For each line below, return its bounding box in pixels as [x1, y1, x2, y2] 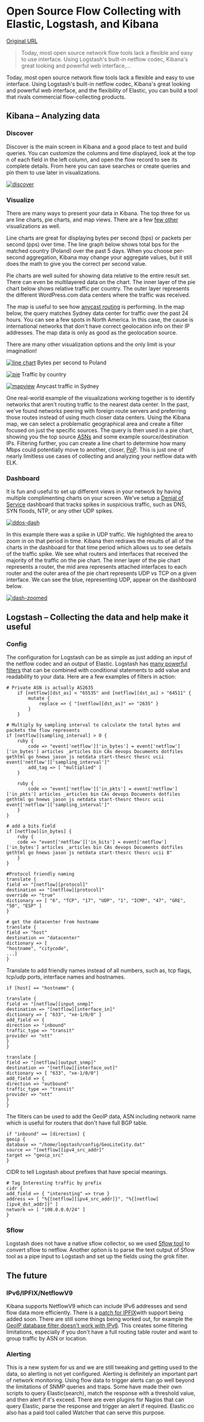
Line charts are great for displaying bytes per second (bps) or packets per [6, 234, 191, 241]
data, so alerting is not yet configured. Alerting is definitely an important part [6, 1370, 198, 1378]
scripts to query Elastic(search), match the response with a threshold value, [6, 1390, 195, 1397]
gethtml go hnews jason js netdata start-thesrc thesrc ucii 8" [6, 850, 172, 856]
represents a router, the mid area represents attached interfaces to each [6, 563, 187, 571]
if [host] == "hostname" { [6, 985, 75, 991]
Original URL [6, 37, 38, 44]
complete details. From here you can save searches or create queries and [6, 162, 191, 170]
